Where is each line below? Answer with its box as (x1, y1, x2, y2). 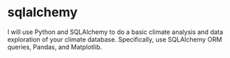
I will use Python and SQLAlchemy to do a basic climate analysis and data (7, 28, 224, 36)
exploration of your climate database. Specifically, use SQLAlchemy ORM (7, 35, 222, 43)
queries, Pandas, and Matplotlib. (7, 42, 103, 51)
